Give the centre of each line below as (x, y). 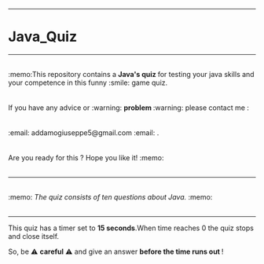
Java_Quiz (42, 37)
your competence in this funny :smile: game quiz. (88, 82)
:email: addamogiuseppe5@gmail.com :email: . (84, 132)
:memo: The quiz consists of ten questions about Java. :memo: (110, 196)
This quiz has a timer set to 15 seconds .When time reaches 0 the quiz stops (131, 228)
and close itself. (34, 236)
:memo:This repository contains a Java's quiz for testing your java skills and (131, 74)
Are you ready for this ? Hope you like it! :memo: (86, 157)
